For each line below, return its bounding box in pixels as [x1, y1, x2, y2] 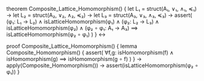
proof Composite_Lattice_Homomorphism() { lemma [6, 42, 137, 50]
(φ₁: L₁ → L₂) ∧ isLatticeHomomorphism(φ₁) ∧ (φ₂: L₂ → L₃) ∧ [6, 18, 159, 25]
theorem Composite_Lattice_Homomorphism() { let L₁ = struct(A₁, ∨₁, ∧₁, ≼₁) [6, 5, 197, 12]
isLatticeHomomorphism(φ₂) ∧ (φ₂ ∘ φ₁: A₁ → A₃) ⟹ [6, 24, 139, 31]
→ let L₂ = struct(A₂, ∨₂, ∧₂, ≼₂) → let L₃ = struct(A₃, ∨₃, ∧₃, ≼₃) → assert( [6, 11, 192, 19]
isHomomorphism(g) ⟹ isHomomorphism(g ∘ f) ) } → [6, 56, 142, 62]
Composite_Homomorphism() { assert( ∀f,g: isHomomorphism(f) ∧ [6, 49, 174, 56]
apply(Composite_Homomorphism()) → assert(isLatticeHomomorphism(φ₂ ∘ [6, 62, 199, 69]
